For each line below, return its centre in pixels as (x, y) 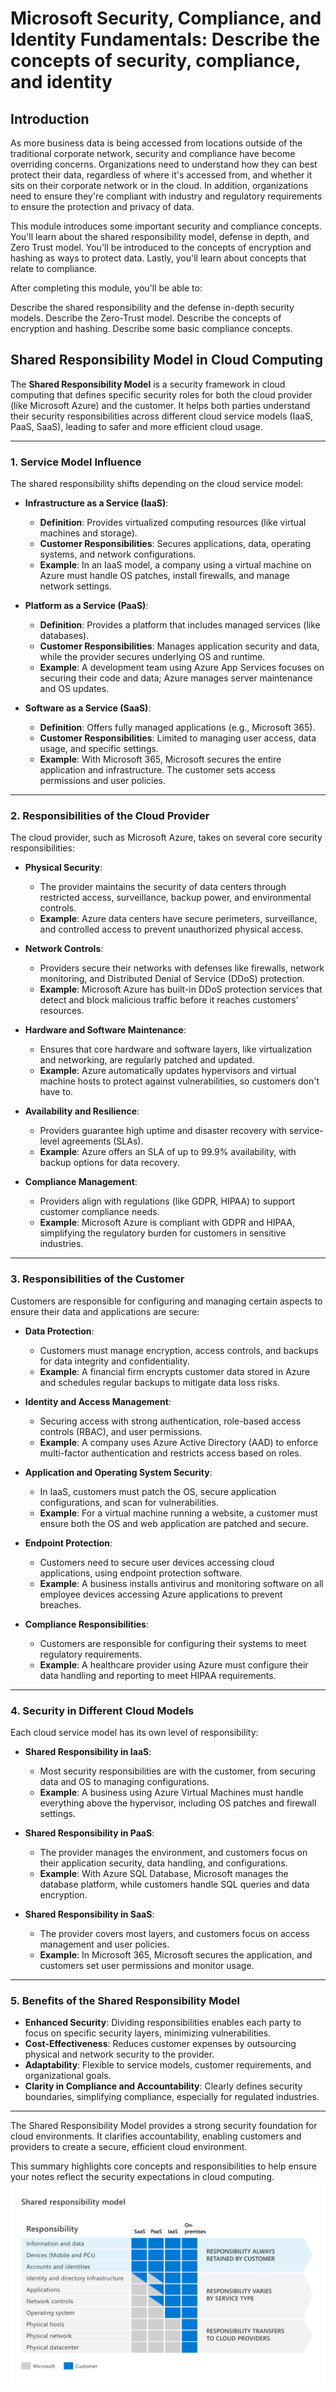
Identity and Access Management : (98, 1401)
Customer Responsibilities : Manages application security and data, (179, 646)
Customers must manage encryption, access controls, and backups (179, 1350)
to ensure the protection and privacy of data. (102, 206)
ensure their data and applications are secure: (105, 1311)
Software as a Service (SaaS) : (88, 708)
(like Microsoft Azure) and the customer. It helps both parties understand (160, 405)
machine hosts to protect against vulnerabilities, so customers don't (179, 1081)
